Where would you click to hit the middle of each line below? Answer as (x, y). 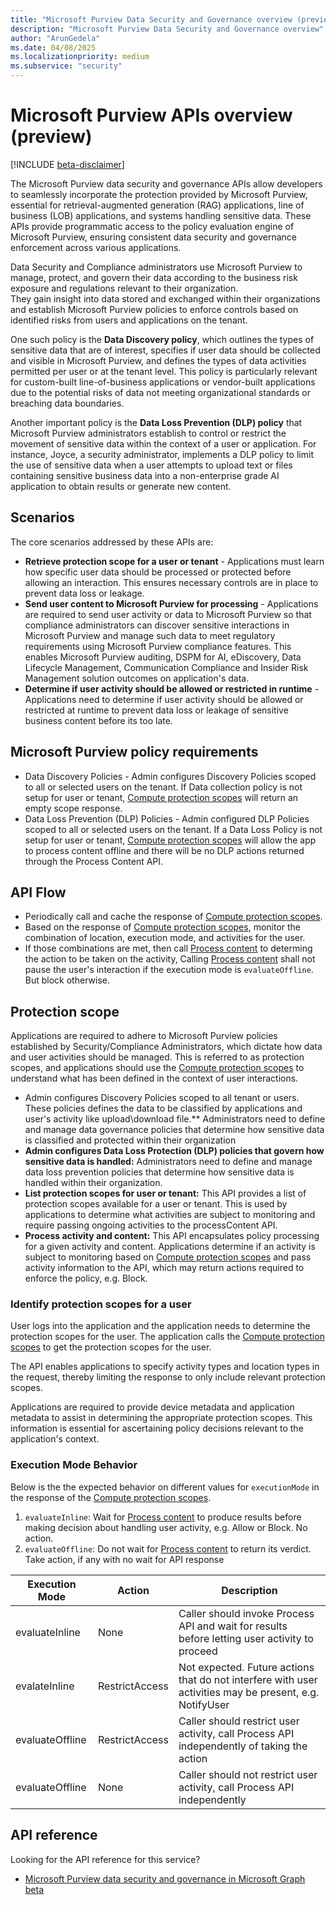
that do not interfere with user (248, 1679)
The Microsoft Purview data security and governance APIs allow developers (166, 183)
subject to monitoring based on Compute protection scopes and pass (168, 1257)
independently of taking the (243, 1746)
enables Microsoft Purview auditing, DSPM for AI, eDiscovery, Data (163, 657)
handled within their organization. (93, 1183)
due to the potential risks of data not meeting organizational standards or (160, 392)
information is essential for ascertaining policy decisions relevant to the (157, 1428)
